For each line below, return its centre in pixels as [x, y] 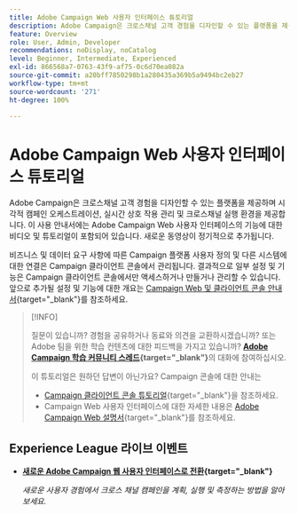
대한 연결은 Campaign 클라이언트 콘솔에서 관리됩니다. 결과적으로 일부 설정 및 [143, 266]
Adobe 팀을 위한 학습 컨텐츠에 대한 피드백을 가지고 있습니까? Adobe [149, 346]
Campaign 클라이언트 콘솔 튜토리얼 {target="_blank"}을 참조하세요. [161, 395]
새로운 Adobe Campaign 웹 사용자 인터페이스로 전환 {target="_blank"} [147, 471]
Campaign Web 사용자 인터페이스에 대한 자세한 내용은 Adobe [152, 407]
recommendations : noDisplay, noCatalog [83, 51]
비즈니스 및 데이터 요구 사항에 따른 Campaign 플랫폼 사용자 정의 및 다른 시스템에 [148, 255]
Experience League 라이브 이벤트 [98, 448]
